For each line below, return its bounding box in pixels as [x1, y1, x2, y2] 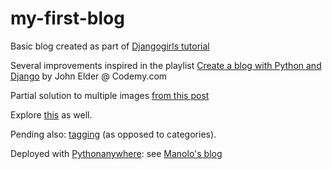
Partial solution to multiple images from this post [10, 89, 210, 101]
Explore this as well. [10, 108, 93, 121]
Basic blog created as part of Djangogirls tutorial [10, 40, 210, 52]
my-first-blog [10, 7, 125, 30]
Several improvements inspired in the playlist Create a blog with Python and [10, 59, 322, 71]
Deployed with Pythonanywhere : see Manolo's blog [10, 147, 223, 159]
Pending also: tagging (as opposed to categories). [10, 128, 217, 140]
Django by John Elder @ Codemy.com [10, 70, 168, 82]
